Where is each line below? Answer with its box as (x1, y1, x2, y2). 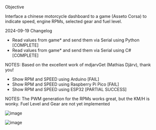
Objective (5, 4, 24, 10)
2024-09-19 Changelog (5, 28, 52, 33)
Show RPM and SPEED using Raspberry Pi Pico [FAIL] (12, 81, 120, 87)
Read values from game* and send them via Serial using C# (12, 48, 132, 53)
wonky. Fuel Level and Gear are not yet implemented (5, 101, 110, 106)
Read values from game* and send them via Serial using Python (12, 37, 140, 43)
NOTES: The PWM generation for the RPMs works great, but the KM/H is (5, 96, 150, 102)
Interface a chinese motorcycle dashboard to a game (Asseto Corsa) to (5, 13, 147, 19)
